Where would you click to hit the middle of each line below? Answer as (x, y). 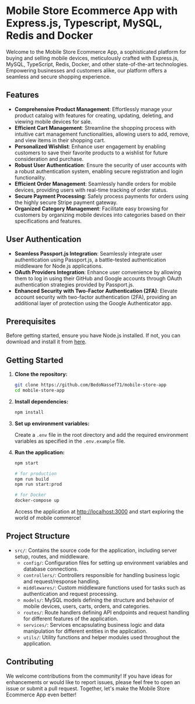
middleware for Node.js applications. (59, 266)
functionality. (30, 177)
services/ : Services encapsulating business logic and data (94, 624)
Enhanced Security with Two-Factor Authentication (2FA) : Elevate (96, 291)
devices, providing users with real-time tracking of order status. (91, 190)
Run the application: (40, 452)
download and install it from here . (46, 342)
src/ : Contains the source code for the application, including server (95, 550)
